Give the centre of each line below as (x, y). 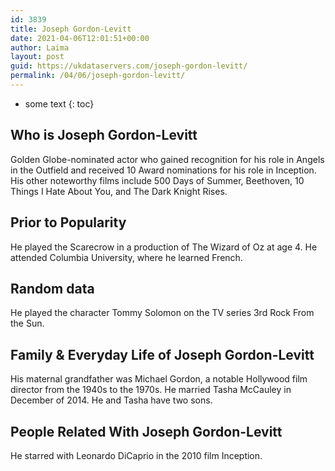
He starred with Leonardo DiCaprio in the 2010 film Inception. (136, 455)
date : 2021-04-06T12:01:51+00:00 (80, 38)
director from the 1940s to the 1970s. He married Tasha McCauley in (151, 390)
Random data (52, 288)
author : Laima (40, 47)
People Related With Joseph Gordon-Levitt (146, 431)
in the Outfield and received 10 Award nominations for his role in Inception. (163, 170)
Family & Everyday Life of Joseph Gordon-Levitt (162, 354)
